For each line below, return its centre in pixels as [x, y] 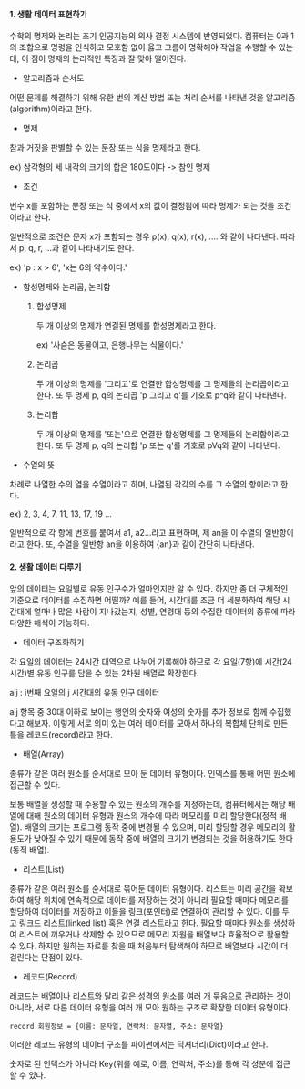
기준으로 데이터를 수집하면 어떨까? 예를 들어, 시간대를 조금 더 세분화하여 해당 [145, 600]
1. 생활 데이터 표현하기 [49, 14]
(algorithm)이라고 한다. [51, 109]
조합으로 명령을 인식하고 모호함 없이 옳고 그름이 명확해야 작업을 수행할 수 [147, 47]
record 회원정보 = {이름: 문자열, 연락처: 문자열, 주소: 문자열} [117, 1027]
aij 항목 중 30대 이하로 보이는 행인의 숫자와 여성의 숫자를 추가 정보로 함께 [138, 712]
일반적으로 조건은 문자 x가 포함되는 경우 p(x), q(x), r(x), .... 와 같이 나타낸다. [144, 236]
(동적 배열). [30, 850]
